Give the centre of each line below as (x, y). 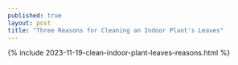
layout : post (29, 23)
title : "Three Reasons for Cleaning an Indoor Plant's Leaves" (116, 30)
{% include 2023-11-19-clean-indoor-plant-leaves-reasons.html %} (119, 53)
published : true (35, 15)
